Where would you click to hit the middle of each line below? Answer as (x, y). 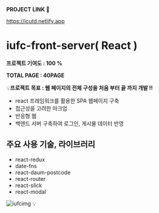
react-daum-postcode (43, 172)
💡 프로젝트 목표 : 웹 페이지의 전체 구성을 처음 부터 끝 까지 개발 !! (79, 87)
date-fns (26, 166)
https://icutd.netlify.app (36, 21)
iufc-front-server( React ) (72, 46)
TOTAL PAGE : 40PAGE (36, 75)
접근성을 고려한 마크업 (41, 108)
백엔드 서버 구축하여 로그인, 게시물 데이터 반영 (69, 123)
